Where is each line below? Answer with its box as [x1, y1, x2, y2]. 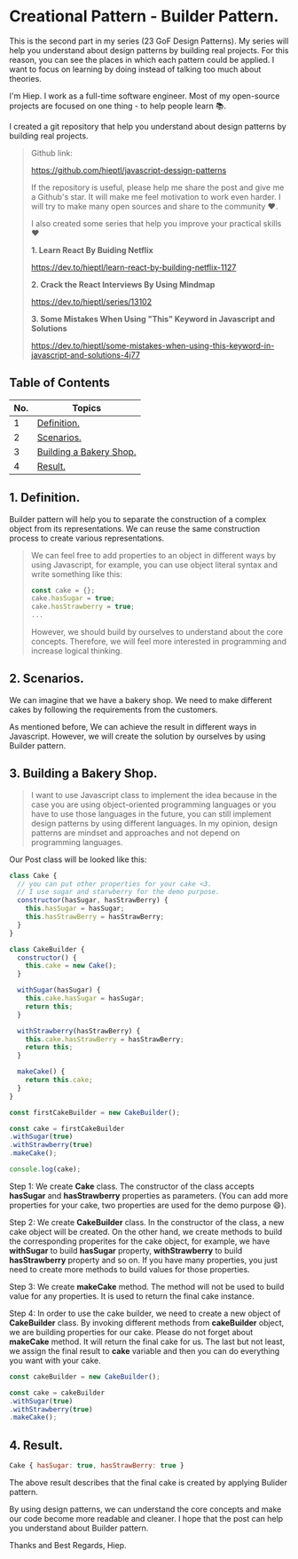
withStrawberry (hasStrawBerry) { [17, 1026, 141, 1035]
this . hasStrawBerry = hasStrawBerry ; [25, 913, 165, 922]
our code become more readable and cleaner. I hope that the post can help [9, 1514, 284, 1523]
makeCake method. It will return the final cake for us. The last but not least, [9, 1336, 286, 1347]
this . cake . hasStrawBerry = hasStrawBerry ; [25, 1034, 184, 1044]
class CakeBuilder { [9, 945, 86, 954]
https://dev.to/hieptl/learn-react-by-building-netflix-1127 [30, 262, 237, 273]
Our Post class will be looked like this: [9, 854, 147, 865]
